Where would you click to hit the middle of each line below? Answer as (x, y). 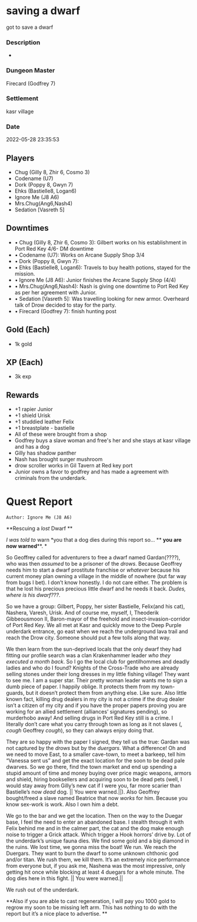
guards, (15, 693)
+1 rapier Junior (34, 409)
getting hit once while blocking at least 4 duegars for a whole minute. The (95, 872)
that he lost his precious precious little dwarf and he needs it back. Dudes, (96, 589)
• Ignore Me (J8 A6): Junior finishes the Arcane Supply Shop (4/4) (95, 280)
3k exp (23, 377)
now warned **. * (27, 546)
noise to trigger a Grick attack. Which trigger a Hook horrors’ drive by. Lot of (98, 835)
